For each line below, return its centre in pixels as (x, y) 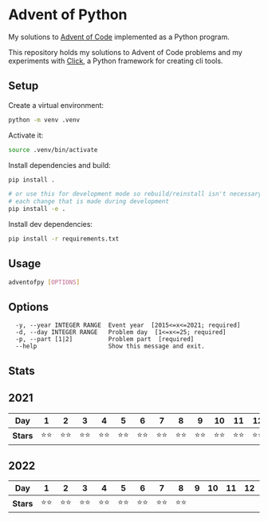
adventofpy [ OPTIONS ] (44, 282)
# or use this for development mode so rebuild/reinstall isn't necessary (135, 194)
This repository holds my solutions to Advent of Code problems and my (126, 52)
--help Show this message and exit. (110, 346)
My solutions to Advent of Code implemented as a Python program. (119, 37)
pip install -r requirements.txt (64, 239)
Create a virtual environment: (56, 105)
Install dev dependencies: (51, 224)
